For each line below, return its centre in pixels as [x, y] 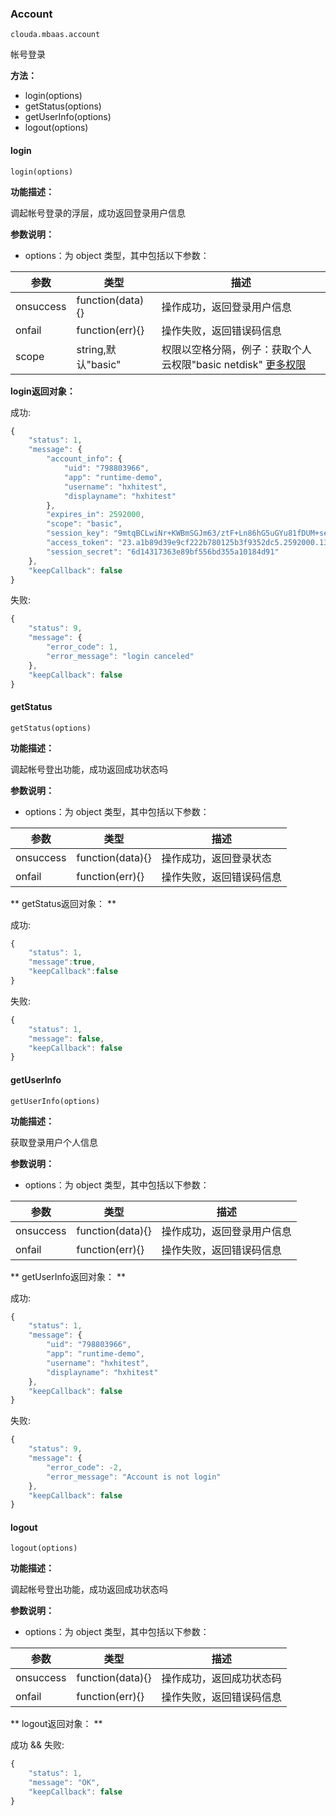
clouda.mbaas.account [55, 35]
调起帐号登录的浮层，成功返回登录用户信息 [98, 213]
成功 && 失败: [37, 1745]
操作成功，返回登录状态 [216, 858]
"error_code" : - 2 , [84, 1467]
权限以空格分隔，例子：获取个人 [236, 349]
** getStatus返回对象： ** [63, 903]
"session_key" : [78, 533]
